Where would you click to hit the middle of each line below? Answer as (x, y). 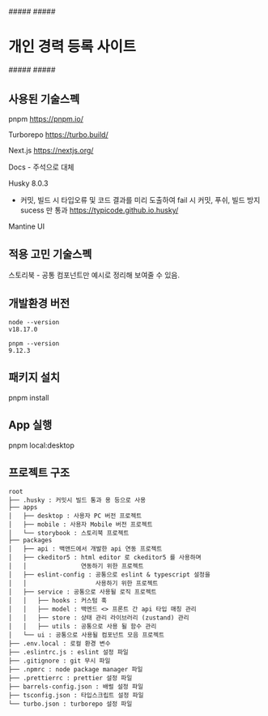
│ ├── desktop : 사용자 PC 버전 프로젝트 (75, 516)
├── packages (30, 540)
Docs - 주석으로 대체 (41, 167)
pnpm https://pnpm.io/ (46, 119)
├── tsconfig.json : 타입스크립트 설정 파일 (76, 696)
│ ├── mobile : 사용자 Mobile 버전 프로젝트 (81, 525)
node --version (34, 323)
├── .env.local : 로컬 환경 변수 (60, 644)
